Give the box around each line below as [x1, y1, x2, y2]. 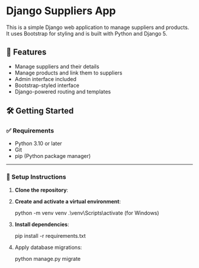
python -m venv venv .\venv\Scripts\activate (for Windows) [14, 209, 159, 217]
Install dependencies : [14, 221, 69, 228]
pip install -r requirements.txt [14, 232, 86, 239]
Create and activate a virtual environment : [14, 198, 121, 205]
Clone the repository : [14, 186, 69, 193]
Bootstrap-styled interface [14, 82, 80, 89]
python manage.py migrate [14, 255, 81, 262]
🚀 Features [6, 47, 47, 57]
